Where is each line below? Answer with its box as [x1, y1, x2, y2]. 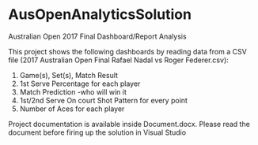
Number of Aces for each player [19, 104, 125, 113]
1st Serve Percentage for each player [19, 79, 141, 88]
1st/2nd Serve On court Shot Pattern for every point [19, 95, 188, 105]
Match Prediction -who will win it [19, 87, 127, 96]
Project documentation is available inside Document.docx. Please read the [8, 119, 251, 128]
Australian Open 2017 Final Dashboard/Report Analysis [8, 32, 188, 41]
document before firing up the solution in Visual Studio [8, 128, 187, 137]
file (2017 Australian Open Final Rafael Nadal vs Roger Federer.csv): [8, 55, 230, 65]
